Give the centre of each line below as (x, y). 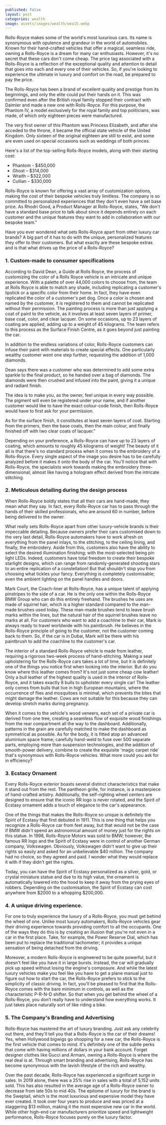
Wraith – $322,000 (31, 176)
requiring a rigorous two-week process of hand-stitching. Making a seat (79, 656)
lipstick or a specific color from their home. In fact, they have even (73, 292)
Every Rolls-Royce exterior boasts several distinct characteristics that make (82, 784)
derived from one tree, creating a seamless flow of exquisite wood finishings (83, 718)
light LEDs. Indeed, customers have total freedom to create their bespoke (80, 558)
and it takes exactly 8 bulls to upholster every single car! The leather (90, 682)
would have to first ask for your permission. (50, 411)
